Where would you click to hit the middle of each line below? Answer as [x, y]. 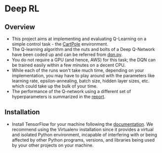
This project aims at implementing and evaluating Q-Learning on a [79, 39]
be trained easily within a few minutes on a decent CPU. [69, 65]
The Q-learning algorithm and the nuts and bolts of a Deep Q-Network [83, 49]
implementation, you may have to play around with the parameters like [83, 76]
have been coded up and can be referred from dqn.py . [67, 54]
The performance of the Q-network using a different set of [71, 91]
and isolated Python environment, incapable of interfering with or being [84, 135]
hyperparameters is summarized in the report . [59, 97]
